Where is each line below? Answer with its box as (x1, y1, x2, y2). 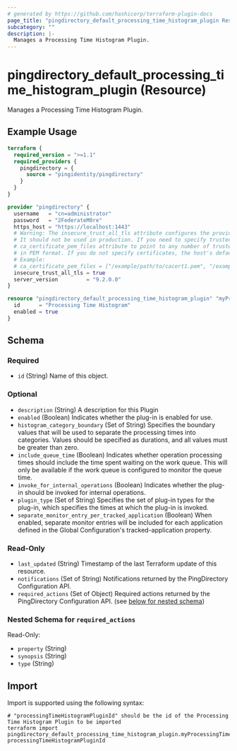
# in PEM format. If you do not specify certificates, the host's (13, 250, 213, 257)
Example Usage (7, 126, 78, 138)
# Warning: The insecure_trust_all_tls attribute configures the (13, 230, 210, 237)
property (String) (17, 644, 67, 653)
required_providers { (13, 158, 78, 165)
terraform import (7, 725, 59, 732)
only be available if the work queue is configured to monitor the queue (17, 465, 222, 474)
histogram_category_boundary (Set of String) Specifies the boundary (17, 420, 216, 429)
